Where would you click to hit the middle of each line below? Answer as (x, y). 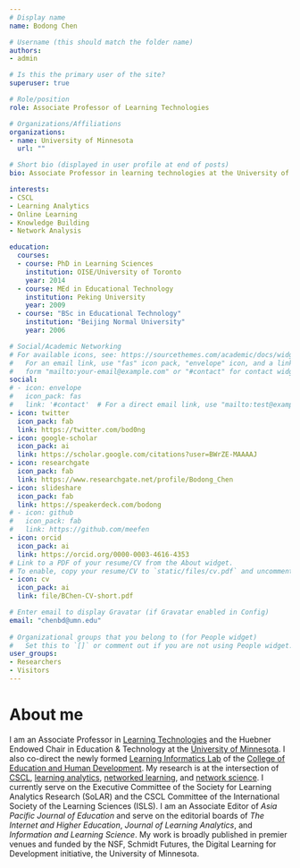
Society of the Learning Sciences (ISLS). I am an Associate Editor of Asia (143, 805)
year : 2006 (46, 330)
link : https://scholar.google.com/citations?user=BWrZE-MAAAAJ (137, 455)
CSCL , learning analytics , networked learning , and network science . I (137, 777)
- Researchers (36, 662)
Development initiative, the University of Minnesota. (104, 853)
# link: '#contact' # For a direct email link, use (113, 404)
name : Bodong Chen (43, 26)
